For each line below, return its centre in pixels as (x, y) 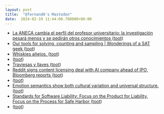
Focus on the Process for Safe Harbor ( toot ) (57, 102)
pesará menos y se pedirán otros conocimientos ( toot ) (68, 38)
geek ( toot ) (24, 49)
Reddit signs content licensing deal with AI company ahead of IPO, (80, 70)
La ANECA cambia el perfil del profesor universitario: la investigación (82, 33)
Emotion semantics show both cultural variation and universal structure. (85, 86)
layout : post (19, 10)
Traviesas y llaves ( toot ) (37, 64)
